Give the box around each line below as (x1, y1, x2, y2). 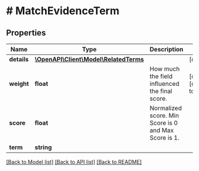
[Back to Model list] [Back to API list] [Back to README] (6, 159, 142, 165)
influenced (149, 80, 179, 88)
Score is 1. (149, 134, 179, 141)
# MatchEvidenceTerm (6, 4, 120, 18)
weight (9, 80, 30, 88)
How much (149, 65, 180, 73)
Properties (6, 28, 46, 38)
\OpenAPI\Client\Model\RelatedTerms (34, 55, 144, 63)
